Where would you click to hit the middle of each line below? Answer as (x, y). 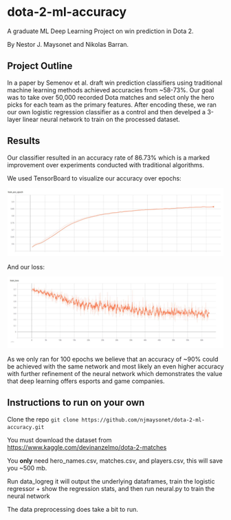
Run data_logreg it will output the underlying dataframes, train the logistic (111, 481)
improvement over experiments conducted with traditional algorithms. (106, 165)
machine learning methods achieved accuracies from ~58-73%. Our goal (111, 90)
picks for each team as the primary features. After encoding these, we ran (112, 105)
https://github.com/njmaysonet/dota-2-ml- (143, 420)
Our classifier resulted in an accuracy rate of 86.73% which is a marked (109, 157)
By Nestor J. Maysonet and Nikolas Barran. (68, 44)
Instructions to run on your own (76, 403)
